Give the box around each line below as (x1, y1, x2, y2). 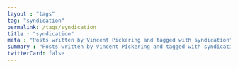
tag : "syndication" (7, 17, 65, 24)
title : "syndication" (7, 30, 74, 38)
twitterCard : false (7, 50, 65, 57)
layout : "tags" (7, 10, 55, 18)
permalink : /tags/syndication (7, 23, 97, 30)
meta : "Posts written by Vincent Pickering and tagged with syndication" (7, 37, 233, 44)
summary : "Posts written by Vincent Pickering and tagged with (7, 43, 201, 50)
